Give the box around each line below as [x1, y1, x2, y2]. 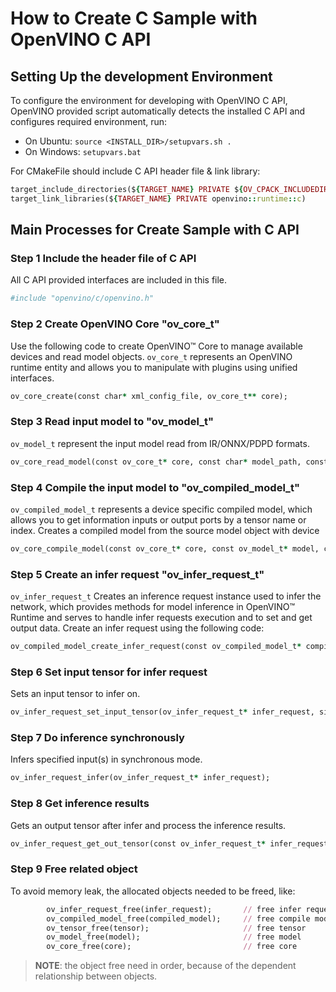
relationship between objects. [34, 970, 158, 982]
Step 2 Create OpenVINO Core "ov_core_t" [10, 317, 220, 331]
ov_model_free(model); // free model [46, 932, 302, 942]
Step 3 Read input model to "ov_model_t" [10, 415, 214, 429]
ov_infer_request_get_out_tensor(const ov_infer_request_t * [10, 838, 267, 849]
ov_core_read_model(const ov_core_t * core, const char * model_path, [10, 457, 302, 467]
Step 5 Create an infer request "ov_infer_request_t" [10, 567, 265, 581]
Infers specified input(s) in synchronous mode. [10, 753, 203, 766]
